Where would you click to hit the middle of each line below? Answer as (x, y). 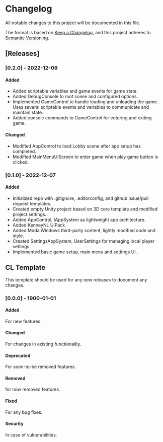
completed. (24, 151)
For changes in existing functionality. (43, 344)
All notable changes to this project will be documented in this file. (73, 23)
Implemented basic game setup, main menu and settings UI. (75, 252)
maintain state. (28, 113)
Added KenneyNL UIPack (39, 225)
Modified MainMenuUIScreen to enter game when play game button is (85, 157)
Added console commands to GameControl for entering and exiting (82, 118)
